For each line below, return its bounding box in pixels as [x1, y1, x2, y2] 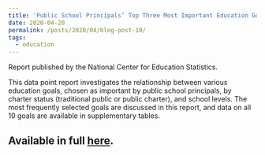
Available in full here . [8, 134, 114, 147]
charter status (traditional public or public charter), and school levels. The [8, 94, 248, 104]
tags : [8, 33, 26, 42]
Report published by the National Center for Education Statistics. [8, 62, 218, 72]
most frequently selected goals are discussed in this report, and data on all [8, 103, 252, 113]
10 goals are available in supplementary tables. [8, 111, 160, 120]
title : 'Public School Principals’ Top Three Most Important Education [8, 11, 248, 20]
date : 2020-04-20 [8, 19, 65, 27]
